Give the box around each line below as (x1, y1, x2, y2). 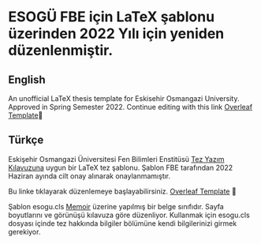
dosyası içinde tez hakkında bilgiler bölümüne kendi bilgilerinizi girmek (8, 218, 237, 228)
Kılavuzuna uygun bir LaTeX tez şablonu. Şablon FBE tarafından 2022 (8, 163, 233, 172)
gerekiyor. (8, 227, 41, 236)
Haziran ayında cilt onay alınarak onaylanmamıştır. (8, 171, 171, 181)
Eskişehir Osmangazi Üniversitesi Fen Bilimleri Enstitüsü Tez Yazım (8, 154, 225, 163)
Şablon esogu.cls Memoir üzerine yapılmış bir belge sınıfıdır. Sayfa (8, 201, 225, 211)
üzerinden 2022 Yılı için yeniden (8, 24, 225, 43)
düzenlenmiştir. (8, 42, 114, 59)
